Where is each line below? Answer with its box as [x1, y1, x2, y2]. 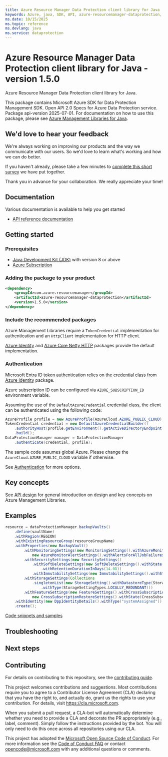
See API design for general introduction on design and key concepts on [5, 492, 152, 498]
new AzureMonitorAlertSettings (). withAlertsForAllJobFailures [31, 553, 164, 558]
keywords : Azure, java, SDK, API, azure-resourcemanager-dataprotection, [5, 12, 162, 17]
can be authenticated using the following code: [5, 407, 102, 413]
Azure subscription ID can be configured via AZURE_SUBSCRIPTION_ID [5, 387, 144, 393]
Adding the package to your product [5, 274, 95, 281]
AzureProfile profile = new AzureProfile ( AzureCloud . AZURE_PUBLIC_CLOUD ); [5, 417, 164, 422]
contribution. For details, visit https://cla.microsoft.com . [5, 700, 119, 706]
